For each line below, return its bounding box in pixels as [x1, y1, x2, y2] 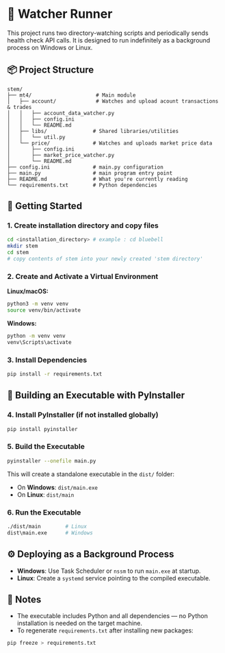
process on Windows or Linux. [7, 43, 93, 51]
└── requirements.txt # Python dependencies [7, 182, 157, 188]
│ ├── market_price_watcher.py [7, 151, 115, 158]
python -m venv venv [7, 332, 66, 339]
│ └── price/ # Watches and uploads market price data [7, 140, 213, 147]
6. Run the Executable [7, 507, 81, 517]
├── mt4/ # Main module [7, 92, 136, 99]
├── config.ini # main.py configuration [7, 164, 164, 171]
